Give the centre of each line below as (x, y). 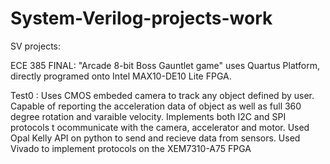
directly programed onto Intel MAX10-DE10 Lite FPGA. (121, 76)
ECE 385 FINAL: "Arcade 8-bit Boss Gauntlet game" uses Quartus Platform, (165, 65)
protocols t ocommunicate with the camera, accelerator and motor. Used (160, 127)
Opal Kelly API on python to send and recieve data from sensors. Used (155, 138)
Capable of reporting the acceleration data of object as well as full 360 (156, 106)
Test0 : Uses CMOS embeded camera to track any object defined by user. (162, 95)
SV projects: (36, 46)
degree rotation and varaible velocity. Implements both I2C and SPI (148, 116)
